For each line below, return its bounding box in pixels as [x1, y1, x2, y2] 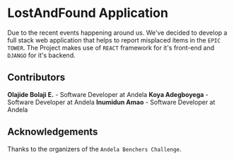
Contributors [7, 72, 66, 84]
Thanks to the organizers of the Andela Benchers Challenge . [7, 144, 182, 153]
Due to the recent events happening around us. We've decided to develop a [7, 28, 228, 37]
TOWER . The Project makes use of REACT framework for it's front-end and [7, 43, 214, 52]
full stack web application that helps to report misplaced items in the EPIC [7, 35, 221, 44]
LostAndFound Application [7, 5, 168, 21]
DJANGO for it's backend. [7, 51, 76, 59]
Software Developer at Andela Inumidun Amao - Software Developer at [7, 98, 216, 106]
